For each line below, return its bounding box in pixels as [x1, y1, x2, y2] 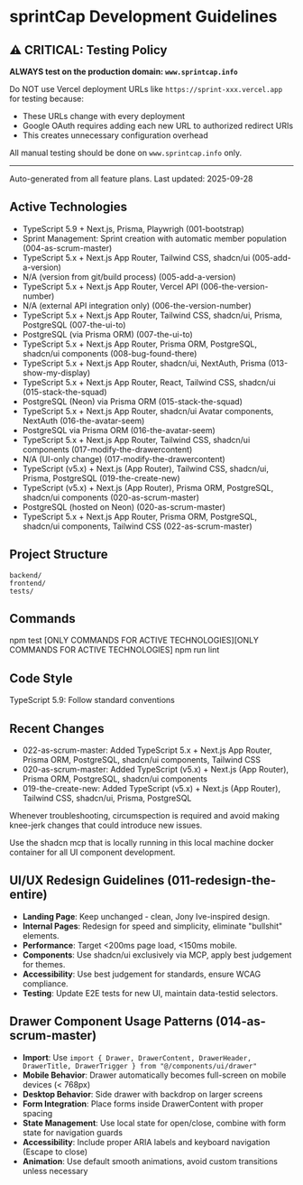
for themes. [22, 958, 66, 969]
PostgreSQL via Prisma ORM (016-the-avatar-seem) [22, 424, 216, 435]
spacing [22, 1107, 53, 1118]
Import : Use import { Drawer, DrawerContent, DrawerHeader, [22, 1051, 252, 1062]
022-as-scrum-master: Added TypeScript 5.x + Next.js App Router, [22, 745, 272, 755]
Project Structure [9, 547, 108, 562]
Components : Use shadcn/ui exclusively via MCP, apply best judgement [22, 949, 292, 960]
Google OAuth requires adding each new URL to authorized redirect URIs [22, 120, 294, 131]
